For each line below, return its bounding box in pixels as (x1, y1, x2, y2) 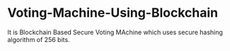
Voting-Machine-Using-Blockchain (7, 5, 219, 21)
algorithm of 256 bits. (7, 35, 70, 43)
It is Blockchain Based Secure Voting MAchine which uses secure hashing (7, 28, 223, 36)
